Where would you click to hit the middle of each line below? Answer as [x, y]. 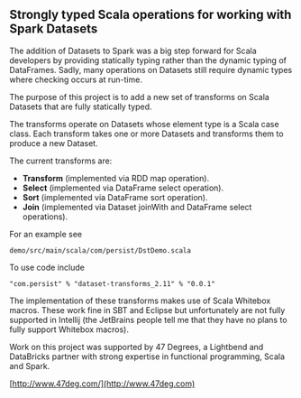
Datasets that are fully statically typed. [81, 106]
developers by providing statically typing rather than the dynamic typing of [148, 60]
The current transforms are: [61, 161]
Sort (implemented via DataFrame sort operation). [115, 197]
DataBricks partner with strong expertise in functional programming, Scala [147, 356]
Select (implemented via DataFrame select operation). [123, 188]
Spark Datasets [54, 29]
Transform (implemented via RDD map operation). [116, 178]
